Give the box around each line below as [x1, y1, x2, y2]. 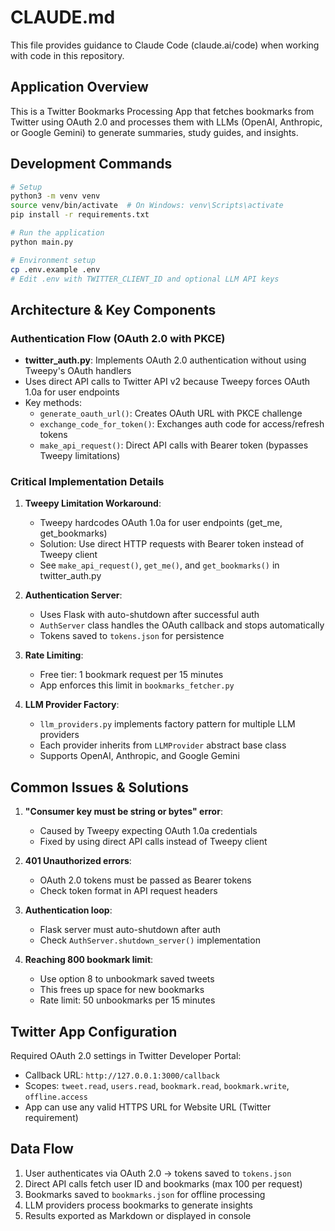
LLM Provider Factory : [24, 699, 120, 711]
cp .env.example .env [10, 264, 101, 275]
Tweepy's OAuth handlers [24, 365, 132, 377]
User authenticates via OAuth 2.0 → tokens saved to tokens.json [24, 1167, 292, 1179]
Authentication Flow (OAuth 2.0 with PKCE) [10, 331, 226, 345]
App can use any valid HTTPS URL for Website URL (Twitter [24, 1101, 272, 1113]
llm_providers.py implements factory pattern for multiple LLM [39, 718, 296, 730]
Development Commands [10, 156, 173, 173]
